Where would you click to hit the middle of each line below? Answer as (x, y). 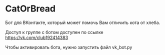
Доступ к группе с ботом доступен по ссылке (54, 32)
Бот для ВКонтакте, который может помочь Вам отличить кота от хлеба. (83, 22)
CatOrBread (30, 9)
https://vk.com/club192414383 (37, 37)
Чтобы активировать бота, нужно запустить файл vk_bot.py (69, 47)
